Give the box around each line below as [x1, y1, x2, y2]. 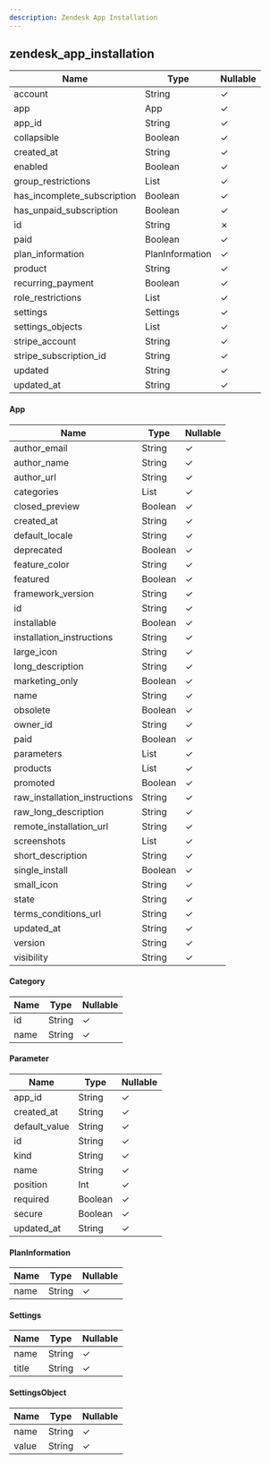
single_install [13, 863, 69, 876]
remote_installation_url [13, 820, 109, 833]
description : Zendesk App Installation [9, 13, 158, 22]
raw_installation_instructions [13, 791, 133, 803]
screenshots [13, 835, 66, 847]
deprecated [13, 544, 63, 556]
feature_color [13, 558, 70, 570]
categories [13, 485, 59, 498]
